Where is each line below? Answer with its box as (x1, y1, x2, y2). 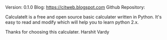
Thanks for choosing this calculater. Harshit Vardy (5, 29, 110, 34)
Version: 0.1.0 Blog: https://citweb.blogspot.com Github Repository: (5, 4, 145, 10)
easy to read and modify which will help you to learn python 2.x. (5, 19, 139, 25)
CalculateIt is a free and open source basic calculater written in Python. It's (5, 14, 162, 19)
